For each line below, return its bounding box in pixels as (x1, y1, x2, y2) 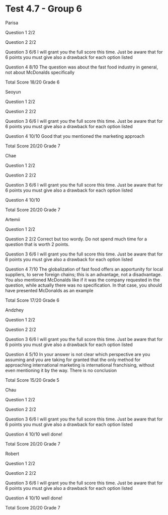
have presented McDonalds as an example (5, 287, 94, 293)
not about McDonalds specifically (5, 69, 75, 75)
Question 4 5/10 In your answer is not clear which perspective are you (5, 351, 150, 357)
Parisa (5, 20, 19, 26)
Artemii (5, 216, 20, 222)
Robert (5, 451, 20, 457)
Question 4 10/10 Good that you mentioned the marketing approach (5, 133, 145, 139)
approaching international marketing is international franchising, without (5, 362, 154, 368)
